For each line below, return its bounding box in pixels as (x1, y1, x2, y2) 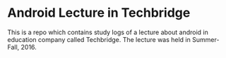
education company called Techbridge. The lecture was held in (7, 35, 191, 43)
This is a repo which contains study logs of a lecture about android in (7, 28, 208, 36)
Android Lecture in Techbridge (7, 5, 191, 21)
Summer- (191, 35, 220, 43)
